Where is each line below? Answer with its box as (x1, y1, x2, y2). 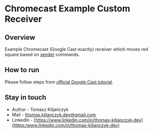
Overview (4, 33, 36, 42)
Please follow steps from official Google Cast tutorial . (4, 79, 114, 85)
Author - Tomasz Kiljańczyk (11, 106, 69, 112)
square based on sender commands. (4, 51, 80, 57)
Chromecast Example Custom (4, 3, 130, 14)
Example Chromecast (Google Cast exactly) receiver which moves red (4, 46, 149, 52)
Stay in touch (4, 93, 47, 102)
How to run (4, 66, 40, 74)
